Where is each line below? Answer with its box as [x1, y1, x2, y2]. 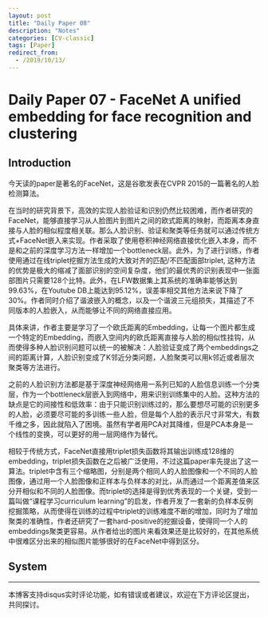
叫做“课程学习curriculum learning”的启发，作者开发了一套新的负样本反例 [14, 496, 254, 506]
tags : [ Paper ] [8, 42, 56, 50]
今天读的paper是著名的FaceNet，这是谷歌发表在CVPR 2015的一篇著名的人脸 [8, 178, 259, 188]
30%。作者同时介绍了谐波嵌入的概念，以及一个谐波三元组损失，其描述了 [8, 295, 248, 305]
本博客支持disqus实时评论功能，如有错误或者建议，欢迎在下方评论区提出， [8, 589, 254, 599]
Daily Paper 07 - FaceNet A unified [8, 91, 242, 109]
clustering [8, 125, 78, 143]
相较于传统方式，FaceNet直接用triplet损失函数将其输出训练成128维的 [8, 446, 235, 456]
